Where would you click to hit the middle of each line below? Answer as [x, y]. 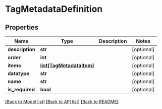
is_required [21, 90]
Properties [22, 27]
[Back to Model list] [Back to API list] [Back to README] [62, 102]
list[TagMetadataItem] [67, 65]
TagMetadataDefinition [54, 9]
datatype [19, 73]
